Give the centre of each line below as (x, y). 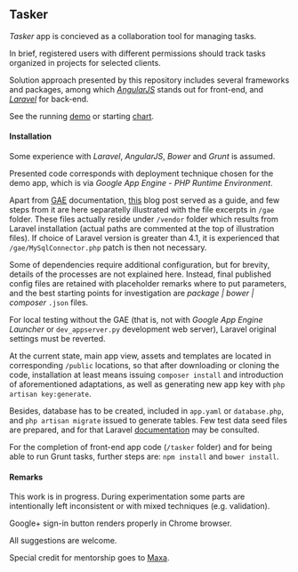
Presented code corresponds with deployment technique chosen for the (141, 173)
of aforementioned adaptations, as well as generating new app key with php (147, 384)
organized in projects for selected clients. (85, 62)
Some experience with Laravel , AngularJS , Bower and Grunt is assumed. (142, 157)
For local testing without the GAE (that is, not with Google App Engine (137, 320)
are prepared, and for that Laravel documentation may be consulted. (134, 430)
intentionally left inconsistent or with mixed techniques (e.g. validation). (140, 506)
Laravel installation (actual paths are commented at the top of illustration (142, 229)
